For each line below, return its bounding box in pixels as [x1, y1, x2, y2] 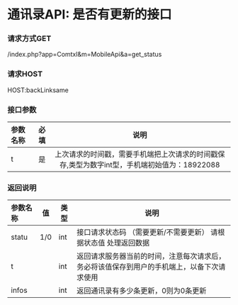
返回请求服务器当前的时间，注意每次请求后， [76, 251, 226, 261]
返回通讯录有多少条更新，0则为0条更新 [76, 286, 207, 296]
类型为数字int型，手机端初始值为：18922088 [68, 160, 220, 170]
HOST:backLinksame [7, 86, 69, 94]
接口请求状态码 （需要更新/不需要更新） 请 [76, 228, 218, 238]
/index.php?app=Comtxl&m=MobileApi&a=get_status [7, 50, 162, 59]
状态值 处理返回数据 [84, 238, 150, 248]
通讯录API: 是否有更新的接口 [7, 6, 172, 23]
